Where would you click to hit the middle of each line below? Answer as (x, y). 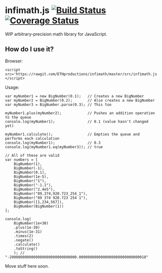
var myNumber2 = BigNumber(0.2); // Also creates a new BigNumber (80, 100)
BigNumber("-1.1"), (33, 185)
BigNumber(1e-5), (31, 177)
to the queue (18, 117)
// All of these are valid (32, 155)
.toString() (26, 249)
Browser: (14, 61)
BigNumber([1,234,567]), (39, 202)
